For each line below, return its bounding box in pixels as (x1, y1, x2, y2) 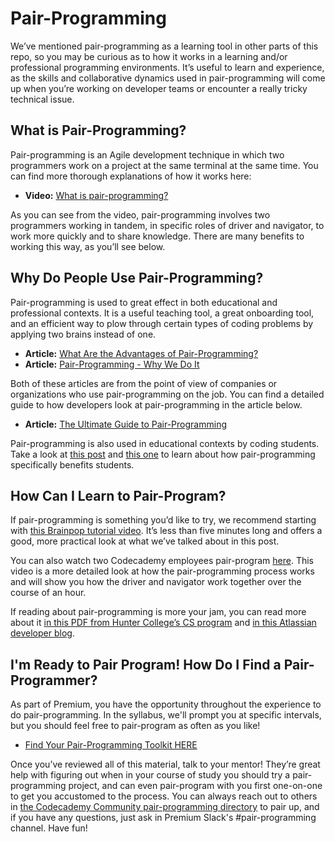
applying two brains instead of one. (10, 328, 157, 340)
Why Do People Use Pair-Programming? (10, 270, 264, 287)
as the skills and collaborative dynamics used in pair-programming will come (10, 72, 326, 84)
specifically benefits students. (10, 458, 135, 471)
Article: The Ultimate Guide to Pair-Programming (24, 418, 227, 430)
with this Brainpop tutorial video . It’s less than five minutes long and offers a (10, 525, 323, 537)
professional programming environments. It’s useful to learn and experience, (10, 61, 325, 73)
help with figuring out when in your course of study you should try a (10, 769, 291, 781)
